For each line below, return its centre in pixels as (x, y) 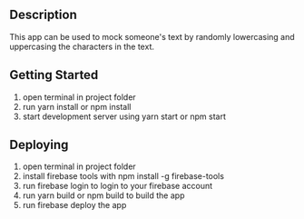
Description (43, 15)
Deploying (39, 145)
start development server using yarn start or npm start (124, 116)
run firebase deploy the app (74, 205)
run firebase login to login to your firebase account (118, 186)
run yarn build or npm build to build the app (103, 195)
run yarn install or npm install (77, 106)
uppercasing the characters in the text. (82, 46)
